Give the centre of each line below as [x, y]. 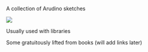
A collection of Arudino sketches [46, 9]
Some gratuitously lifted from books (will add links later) [74, 43]
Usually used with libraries [38, 31]
